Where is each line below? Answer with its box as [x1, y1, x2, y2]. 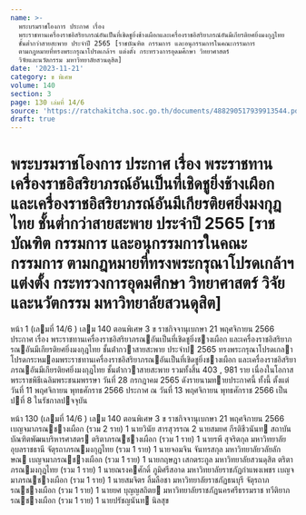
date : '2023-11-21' [10, 64, 84, 74]
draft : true [10, 114, 55, 124]
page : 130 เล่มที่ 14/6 [10, 97, 85, 107]
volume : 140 [10, 81, 55, 90]
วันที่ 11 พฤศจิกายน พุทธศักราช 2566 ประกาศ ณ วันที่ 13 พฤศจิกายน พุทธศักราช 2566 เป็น [10, 385, 289, 396]
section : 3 [10, 89, 52, 98]
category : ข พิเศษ [10, 73, 73, 82]
